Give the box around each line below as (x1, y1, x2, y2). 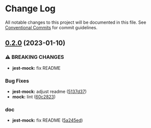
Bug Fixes (5, 77, 30, 84)
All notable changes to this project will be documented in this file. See (5, 19, 147, 25)
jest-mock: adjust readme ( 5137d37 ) (12, 88, 87, 94)
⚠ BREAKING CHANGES (5, 54, 64, 61)
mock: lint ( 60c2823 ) (12, 93, 56, 99)
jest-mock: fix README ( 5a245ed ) (12, 117, 83, 124)
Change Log (5, 3, 56, 14)
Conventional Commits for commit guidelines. (5, 24, 97, 30)
